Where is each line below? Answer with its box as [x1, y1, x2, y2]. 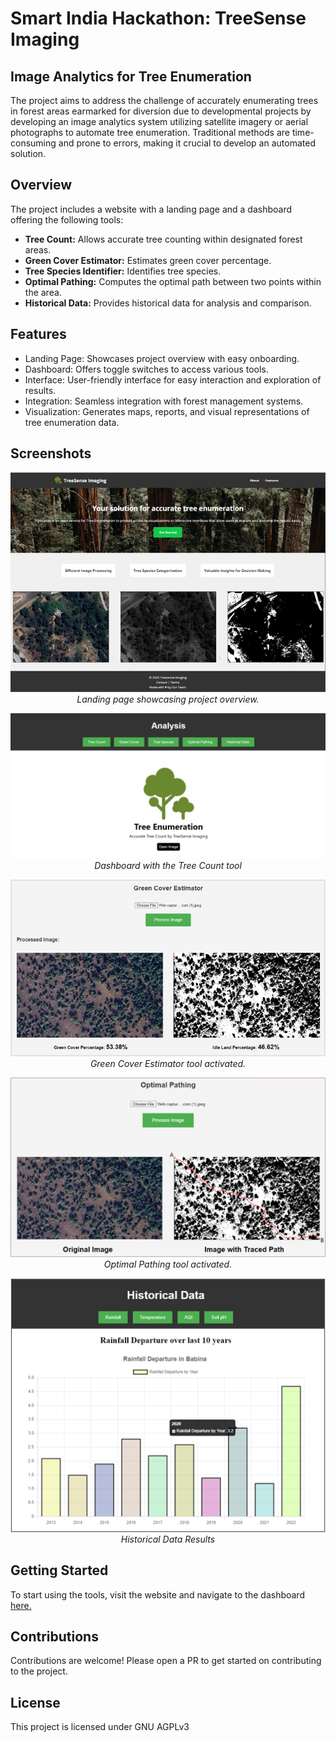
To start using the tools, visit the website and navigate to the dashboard [10, 1588, 305, 1601]
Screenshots [10, 445, 92, 462]
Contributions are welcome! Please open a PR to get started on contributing [10, 1655, 322, 1667]
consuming [10, 137, 57, 149]
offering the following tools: [10, 213, 124, 226]
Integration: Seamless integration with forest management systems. [24, 395, 304, 407]
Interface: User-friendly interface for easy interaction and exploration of [24, 373, 322, 386]
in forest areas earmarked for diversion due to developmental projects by [10, 105, 312, 117]
